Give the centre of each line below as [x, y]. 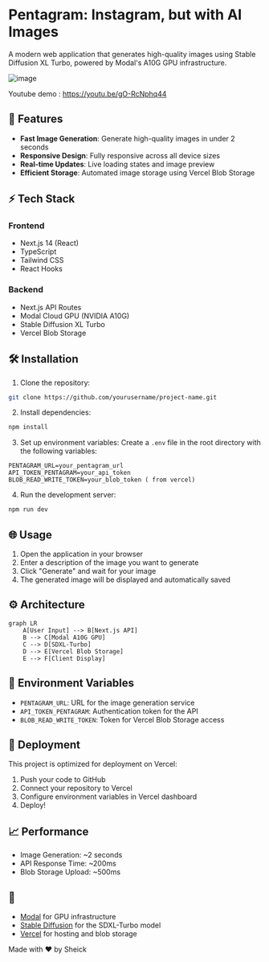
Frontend [26, 226]
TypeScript [38, 252]
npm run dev [28, 510]
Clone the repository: [55, 383]
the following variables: [59, 451]
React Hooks [41, 269]
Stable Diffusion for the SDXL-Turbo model [90, 925]
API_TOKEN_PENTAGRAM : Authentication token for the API [109, 711]
